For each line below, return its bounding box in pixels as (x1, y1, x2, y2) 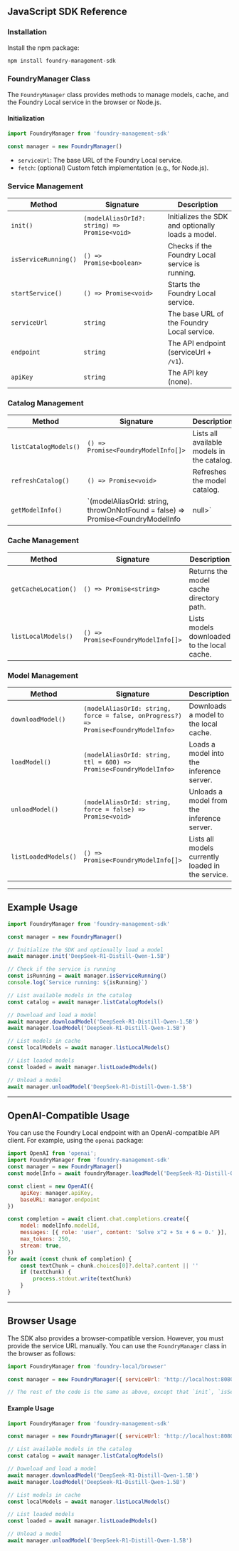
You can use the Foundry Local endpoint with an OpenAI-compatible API (7, 1128, 221, 1137)
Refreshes (192, 467, 227, 477)
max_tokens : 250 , (20, 1236, 72, 1243)
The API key (167, 368, 208, 378)
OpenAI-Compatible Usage (7, 1109, 130, 1121)
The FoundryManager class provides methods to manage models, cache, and (7, 90, 229, 98)
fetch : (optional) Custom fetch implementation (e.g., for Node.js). (17, 163, 209, 172)
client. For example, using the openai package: (7, 1136, 144, 1145)
